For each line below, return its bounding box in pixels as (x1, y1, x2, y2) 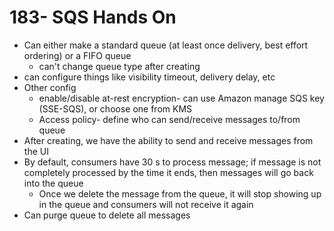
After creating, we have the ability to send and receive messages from (23, 134, 314, 146)
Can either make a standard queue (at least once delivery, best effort (23, 39, 309, 51)
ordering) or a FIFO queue (23, 49, 132, 61)
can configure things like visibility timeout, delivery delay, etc (23, 71, 276, 83)
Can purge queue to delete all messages (23, 209, 191, 221)
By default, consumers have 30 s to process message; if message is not (23, 156, 322, 168)
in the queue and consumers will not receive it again (38, 198, 254, 210)
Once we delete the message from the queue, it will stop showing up (38, 187, 322, 200)
